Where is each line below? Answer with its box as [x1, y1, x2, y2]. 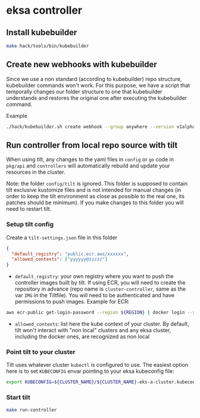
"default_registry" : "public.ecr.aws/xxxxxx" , [11, 251, 129, 257]
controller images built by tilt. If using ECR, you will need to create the [14, 279, 186, 286]
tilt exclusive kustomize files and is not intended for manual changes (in [6, 186, 182, 194]
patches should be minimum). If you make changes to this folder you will [6, 199, 184, 206]
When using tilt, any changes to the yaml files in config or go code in [6, 156, 174, 163]
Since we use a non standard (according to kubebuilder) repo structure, [6, 75, 182, 82]
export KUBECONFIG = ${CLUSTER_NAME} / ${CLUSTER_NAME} [6, 379, 137, 385]
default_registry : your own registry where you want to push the [14, 273, 174, 280]
